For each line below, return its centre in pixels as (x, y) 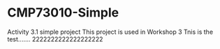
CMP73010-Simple (63, 13)
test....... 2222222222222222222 (55, 39)
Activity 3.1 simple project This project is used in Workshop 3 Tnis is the (110, 32)
